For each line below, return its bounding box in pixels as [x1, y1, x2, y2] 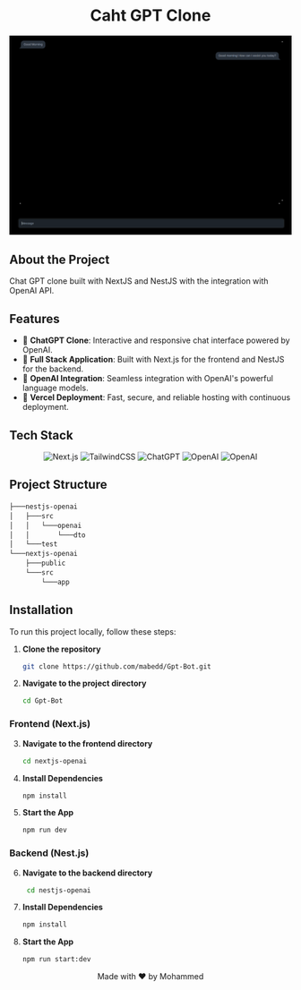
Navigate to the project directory [21, 678, 147, 689]
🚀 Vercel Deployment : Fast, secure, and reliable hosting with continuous [21, 392, 291, 403]
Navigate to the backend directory [21, 867, 153, 878]
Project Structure [9, 477, 107, 492]
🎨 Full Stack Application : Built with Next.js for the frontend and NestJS [21, 354, 285, 365]
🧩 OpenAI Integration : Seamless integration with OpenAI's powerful [21, 373, 273, 384]
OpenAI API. [9, 286, 55, 296]
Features [9, 311, 60, 327]
